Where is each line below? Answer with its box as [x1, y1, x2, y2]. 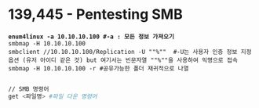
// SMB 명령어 [8, 85, 49, 93]
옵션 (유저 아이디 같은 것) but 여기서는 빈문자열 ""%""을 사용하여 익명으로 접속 [8, 56, 238, 64]
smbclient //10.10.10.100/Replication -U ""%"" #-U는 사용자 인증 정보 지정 [8, 48, 252, 56]
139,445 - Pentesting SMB [8, 5, 183, 23]
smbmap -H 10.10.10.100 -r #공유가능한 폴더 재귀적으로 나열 [8, 64, 189, 72]
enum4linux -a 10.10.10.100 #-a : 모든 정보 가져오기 [8, 33, 175, 41]
